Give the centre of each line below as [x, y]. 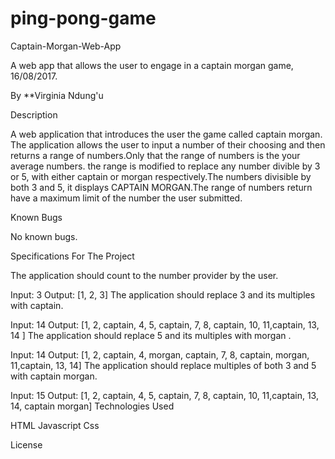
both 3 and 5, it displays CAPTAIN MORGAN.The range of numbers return [161, 187]
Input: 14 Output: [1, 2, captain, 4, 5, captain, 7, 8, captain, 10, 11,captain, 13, [165, 324]
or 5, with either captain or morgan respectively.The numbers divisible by [161, 176]
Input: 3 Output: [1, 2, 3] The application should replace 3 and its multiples [163, 294]
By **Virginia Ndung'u [57, 95]
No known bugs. [44, 236]
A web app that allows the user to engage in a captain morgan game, [152, 65]
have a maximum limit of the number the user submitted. [126, 198]
